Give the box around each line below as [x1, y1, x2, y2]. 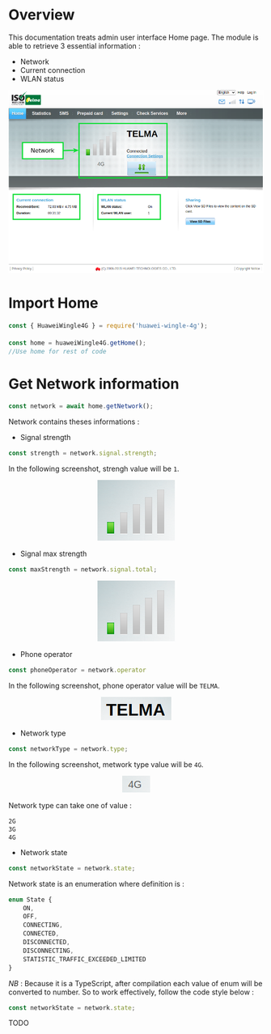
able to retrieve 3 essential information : [8, 40, 142, 50]
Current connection [19, 65, 86, 74]
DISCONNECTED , [23, 939, 70, 947]
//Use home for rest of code [8, 347, 107, 355]
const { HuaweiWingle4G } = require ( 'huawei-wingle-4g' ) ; [8, 321, 208, 329]
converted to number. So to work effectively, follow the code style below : [8, 987, 255, 997]
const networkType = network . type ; [8, 744, 129, 753]
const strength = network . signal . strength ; [8, 449, 158, 458]
